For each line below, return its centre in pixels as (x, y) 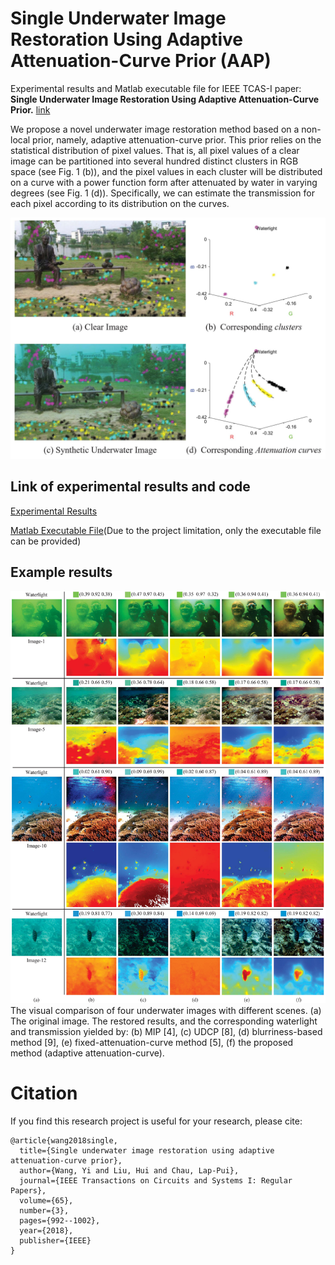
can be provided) (46, 541)
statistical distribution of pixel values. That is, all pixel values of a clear (155, 150)
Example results (61, 572)
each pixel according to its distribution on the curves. (120, 203)
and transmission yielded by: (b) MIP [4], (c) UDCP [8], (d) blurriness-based (166, 1031)
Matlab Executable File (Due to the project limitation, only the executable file (166, 530)
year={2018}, (46, 1230)
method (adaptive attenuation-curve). (87, 1053)
